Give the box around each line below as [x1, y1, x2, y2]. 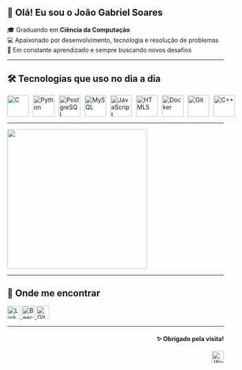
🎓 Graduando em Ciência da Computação [7, 25, 131, 34]
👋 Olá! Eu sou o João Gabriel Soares [7, 7, 163, 19]
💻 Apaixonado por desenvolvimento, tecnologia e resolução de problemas [7, 36, 219, 44]
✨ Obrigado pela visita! [157, 335, 224, 343]
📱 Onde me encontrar [7, 287, 100, 299]
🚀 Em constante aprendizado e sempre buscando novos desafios [7, 45, 192, 54]
